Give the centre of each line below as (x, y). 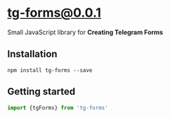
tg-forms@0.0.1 (54, 13)
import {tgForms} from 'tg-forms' (58, 108)
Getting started (41, 92)
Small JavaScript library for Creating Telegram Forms (85, 32)
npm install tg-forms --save (50, 70)
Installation (32, 54)
